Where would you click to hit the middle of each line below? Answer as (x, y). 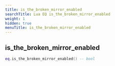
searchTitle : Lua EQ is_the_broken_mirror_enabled (58, 14)
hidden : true (18, 23)
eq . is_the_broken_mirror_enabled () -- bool (50, 59)
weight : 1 (15, 19)
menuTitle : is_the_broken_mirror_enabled (48, 28)
